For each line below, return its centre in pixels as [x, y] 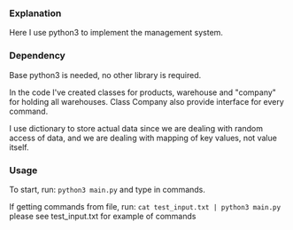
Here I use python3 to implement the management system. [116, 33]
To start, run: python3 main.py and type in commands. [108, 189]
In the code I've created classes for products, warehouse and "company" [143, 92]
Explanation [35, 13]
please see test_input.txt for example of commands [103, 216]
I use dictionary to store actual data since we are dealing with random [136, 128]
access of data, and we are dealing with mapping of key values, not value [143, 138]
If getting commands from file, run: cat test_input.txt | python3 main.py [145, 206]
